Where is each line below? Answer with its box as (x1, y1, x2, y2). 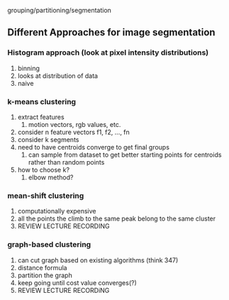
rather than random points (28, 157, 105, 166)
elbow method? (28, 173, 74, 182)
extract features (17, 113, 65, 121)
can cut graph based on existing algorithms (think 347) (17, 255, 179, 265)
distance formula (17, 263, 67, 272)
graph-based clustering (7, 240, 91, 250)
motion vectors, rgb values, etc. (28, 120, 121, 128)
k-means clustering (7, 96, 77, 106)
